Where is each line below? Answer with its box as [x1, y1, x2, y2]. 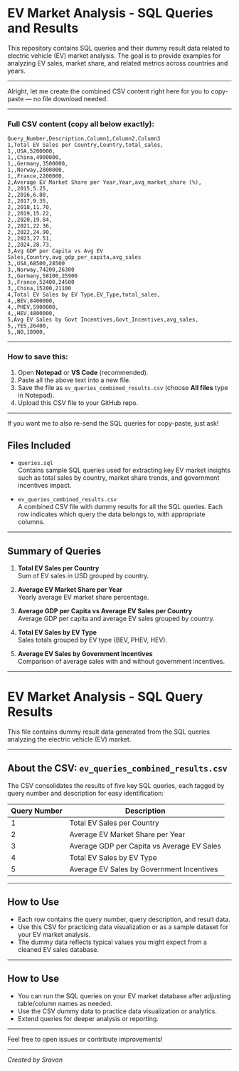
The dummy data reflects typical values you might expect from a [17, 938, 208, 946]
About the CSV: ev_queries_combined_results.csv [7, 762, 228, 774]
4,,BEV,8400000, [7, 297, 55, 304]
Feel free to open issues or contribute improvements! [7, 1035, 163, 1043]
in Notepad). [17, 391, 55, 399]
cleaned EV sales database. [17, 945, 100, 953]
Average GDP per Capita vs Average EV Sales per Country [17, 607, 193, 615]
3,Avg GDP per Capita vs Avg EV [7, 247, 103, 255]
